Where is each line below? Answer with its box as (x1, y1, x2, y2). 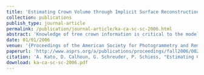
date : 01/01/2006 (6, 37, 50, 43)
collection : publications (6, 15, 72, 21)
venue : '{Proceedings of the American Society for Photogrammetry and (6, 43, 189, 49)
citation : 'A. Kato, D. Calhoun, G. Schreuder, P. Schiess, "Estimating (6, 54, 194, 60)
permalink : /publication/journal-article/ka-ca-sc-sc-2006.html (6, 25, 172, 32)
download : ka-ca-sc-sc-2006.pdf (6, 59, 88, 65)
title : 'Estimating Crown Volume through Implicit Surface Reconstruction (6, 8, 200, 15)
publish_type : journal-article (6, 20, 86, 26)
